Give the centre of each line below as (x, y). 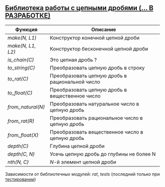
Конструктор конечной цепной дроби (95, 38)
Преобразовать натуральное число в (95, 104)
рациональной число (75, 82)
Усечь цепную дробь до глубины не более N (103, 154)
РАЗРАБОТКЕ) (28, 16)
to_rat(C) (18, 79)
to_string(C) (21, 68)
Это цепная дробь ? (73, 60)
